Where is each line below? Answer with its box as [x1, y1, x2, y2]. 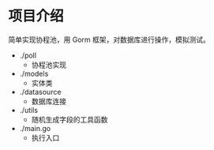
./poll [19, 51, 37, 60]
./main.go [19, 123, 51, 133]
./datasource [19, 87, 62, 96]
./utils [19, 105, 38, 114]
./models [19, 69, 49, 78]
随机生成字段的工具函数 [31, 114, 108, 124]
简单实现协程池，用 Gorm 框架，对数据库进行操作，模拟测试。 [8, 35, 211, 44]
